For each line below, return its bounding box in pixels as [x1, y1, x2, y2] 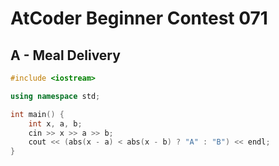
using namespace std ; [10, 91, 101, 101]
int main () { [10, 109, 65, 119]
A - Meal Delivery [10, 47, 121, 64]
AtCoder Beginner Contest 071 [10, 7, 268, 30]
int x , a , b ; [28, 118, 83, 129]
